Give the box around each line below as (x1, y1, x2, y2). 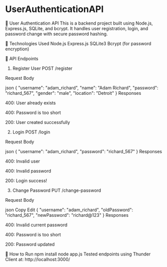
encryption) (5, 46, 30, 52)
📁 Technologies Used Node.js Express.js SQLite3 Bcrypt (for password (5, 40, 151, 46)
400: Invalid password (5, 168, 52, 174)
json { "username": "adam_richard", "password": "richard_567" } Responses (5, 148, 162, 154)
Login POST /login (12, 129, 50, 135)
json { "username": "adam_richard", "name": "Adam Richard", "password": (5, 84, 159, 91)
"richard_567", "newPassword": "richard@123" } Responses (5, 212, 129, 218)
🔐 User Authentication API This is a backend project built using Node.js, (5, 20, 153, 26)
